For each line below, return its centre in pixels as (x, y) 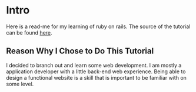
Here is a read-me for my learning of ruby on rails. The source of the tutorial (98, 26)
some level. (20, 84)
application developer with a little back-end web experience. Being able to (96, 71)
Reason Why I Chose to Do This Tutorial (80, 51)
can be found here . (29, 32)
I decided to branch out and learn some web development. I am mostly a (94, 65)
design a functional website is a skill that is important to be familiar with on (97, 77)
